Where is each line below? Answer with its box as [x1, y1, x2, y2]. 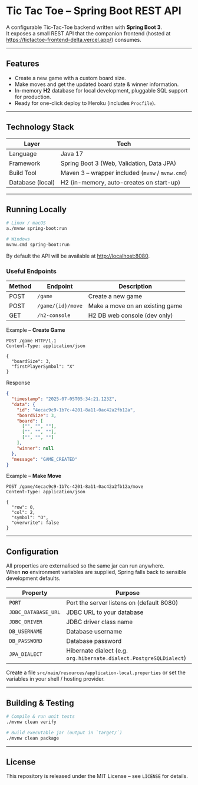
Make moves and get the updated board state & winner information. [14, 81, 179, 88]
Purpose [115, 589, 140, 597]
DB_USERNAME [9, 628, 43, 635]
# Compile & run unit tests [6, 714, 75, 720]
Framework [9, 159, 41, 167]
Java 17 [60, 149, 84, 157]
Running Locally [6, 205, 67, 215]
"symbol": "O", [11, 514, 49, 521]
